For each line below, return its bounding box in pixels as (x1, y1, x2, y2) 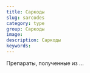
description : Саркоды (6, 37, 61, 43)
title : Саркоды (6, 9, 45, 15)
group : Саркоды (6, 26, 45, 32)
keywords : (6, 43, 32, 49)
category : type (6, 20, 45, 26)
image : (6, 32, 23, 38)
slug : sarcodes (6, 15, 45, 21)
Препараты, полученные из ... (6, 59, 84, 67)
